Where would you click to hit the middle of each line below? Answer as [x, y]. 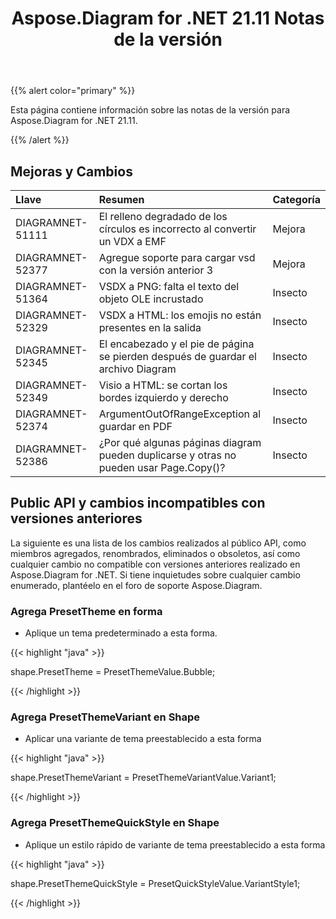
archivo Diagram [137, 369]
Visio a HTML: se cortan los [163, 385]
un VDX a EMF [132, 241]
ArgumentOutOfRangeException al [180, 414]
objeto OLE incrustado [151, 299]
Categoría [296, 199]
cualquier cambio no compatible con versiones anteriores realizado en [155, 564]
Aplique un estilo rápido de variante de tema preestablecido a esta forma [175, 844]
